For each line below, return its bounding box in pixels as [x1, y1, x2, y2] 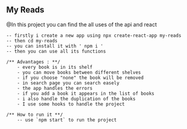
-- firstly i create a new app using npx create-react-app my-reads [6, 33, 182, 39]
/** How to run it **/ [6, 112, 63, 118]
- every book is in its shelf [17, 64, 93, 70]
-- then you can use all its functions [6, 48, 106, 54]
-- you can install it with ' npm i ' [6, 43, 103, 49]
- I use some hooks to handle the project [17, 101, 125, 107]
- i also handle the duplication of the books [17, 96, 136, 102]
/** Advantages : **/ [6, 58, 61, 65]
